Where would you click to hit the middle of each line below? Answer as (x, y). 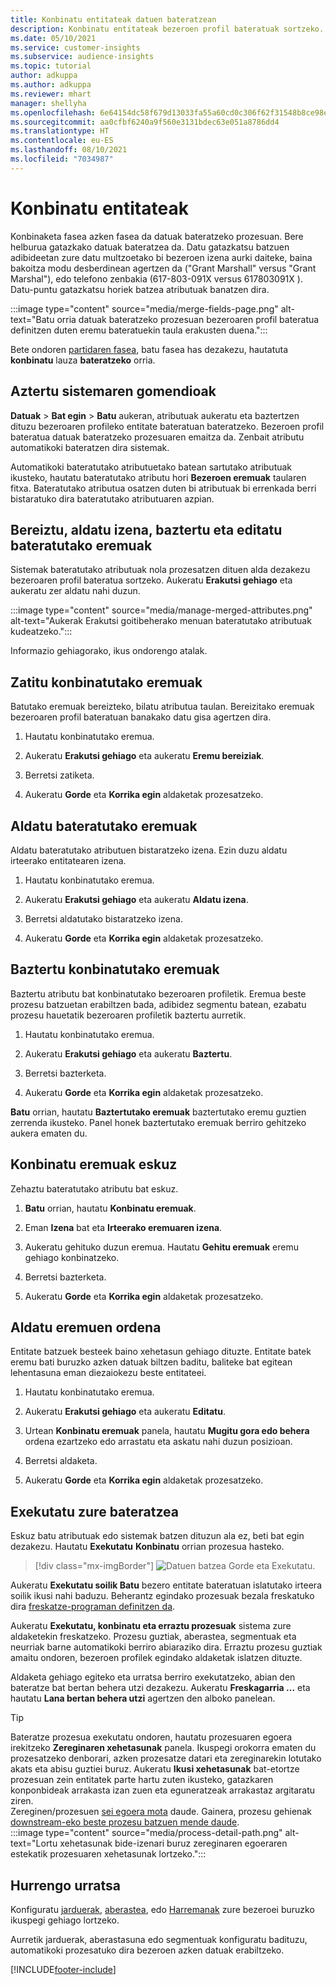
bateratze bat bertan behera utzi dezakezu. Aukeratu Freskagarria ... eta (160, 1688)
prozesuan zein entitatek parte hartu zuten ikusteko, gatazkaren (142, 1780)
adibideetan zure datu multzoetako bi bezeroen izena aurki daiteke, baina (161, 257)
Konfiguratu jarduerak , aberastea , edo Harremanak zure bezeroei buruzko (162, 1909)
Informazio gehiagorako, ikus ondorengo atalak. (109, 651)
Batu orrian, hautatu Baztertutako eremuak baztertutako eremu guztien (158, 1112)
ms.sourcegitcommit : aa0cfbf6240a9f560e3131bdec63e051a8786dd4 (145, 122)
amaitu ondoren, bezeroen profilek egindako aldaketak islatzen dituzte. (156, 1658)
